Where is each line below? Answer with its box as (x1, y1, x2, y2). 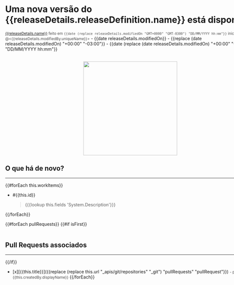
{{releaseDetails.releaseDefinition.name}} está (5, 14, 206, 26)
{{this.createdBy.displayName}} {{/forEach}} (12, 274, 95, 280)
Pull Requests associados (5, 241, 87, 249)
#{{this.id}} (12, 192, 36, 198)
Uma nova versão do (5, 4, 92, 15)
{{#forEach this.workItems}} (5, 182, 63, 188)
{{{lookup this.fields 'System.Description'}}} (24, 201, 116, 207)
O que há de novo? (5, 164, 64, 173)
